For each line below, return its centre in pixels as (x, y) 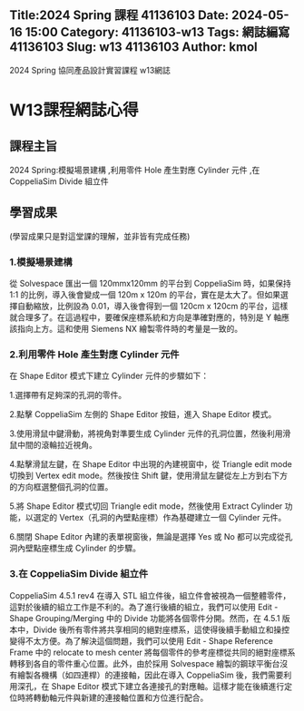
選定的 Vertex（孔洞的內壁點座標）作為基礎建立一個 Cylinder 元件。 (160, 518)
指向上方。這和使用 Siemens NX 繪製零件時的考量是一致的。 (130, 328)
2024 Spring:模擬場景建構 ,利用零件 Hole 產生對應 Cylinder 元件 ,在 (135, 170)
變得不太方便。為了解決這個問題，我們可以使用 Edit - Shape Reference (142, 640)
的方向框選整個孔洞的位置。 (61, 487)
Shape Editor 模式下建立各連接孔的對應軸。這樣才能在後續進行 (168, 686)
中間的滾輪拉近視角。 (57, 445)
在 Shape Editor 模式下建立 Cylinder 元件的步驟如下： (109, 376)
